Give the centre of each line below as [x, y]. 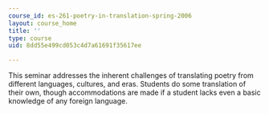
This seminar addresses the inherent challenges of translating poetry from [131, 75]
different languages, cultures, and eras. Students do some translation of [127, 84]
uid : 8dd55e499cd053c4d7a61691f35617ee [75, 46]
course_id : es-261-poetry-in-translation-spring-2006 [100, 16]
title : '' [25, 31]
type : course [30, 38]
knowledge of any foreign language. [68, 101]
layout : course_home [43, 23]
